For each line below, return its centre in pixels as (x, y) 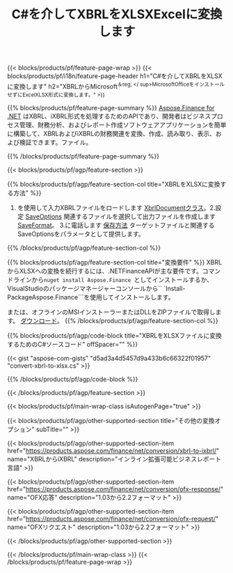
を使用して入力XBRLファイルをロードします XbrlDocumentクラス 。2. (116, 207)
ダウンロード (39, 320)
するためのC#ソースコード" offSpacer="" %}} (72, 344)
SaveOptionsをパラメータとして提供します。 (81, 234)
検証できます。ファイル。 (56, 142)
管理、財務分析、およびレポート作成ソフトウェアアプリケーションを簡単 (123, 125)
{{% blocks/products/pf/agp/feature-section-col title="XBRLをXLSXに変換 (114, 184)
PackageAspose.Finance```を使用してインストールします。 (91, 297)
